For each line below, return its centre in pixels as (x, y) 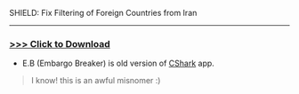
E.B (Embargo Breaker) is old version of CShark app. (118, 63)
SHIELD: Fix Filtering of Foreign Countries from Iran (103, 13)
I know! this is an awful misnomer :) (96, 81)
